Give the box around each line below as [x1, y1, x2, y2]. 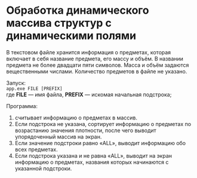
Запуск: [6, 79, 26, 87]
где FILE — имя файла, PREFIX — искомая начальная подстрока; [6, 91, 172, 98]
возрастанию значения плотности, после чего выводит [14, 127, 156, 134]
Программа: [6, 102, 38, 109]
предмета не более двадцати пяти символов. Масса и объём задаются [6, 61, 189, 69]
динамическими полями [6, 29, 136, 42]
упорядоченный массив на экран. [14, 133, 102, 140]
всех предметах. [14, 146, 58, 153]
